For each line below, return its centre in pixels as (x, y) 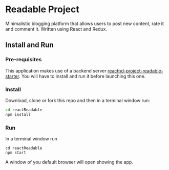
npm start (16, 152)
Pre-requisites (24, 60)
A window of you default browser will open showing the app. (69, 162)
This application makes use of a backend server (56, 70)
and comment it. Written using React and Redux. (56, 29)
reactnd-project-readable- (135, 70)
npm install (18, 114)
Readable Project (42, 9)
